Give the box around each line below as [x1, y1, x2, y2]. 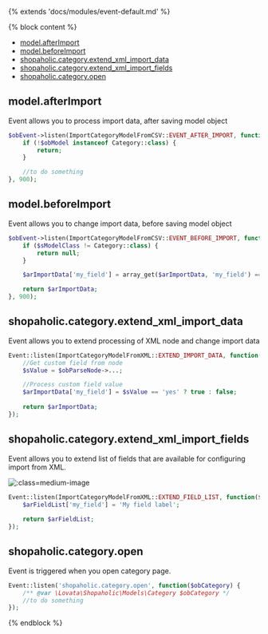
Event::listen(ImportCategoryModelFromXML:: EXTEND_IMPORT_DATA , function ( [8, 351, 262, 359]
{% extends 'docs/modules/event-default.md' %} [8, 7, 171, 16]
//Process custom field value [22, 381, 124, 389]
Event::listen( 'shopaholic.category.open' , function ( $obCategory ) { [8, 581, 241, 589]
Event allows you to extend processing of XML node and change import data [8, 335, 260, 346]
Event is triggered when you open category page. [8, 566, 171, 576]
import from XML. [8, 462, 66, 472]
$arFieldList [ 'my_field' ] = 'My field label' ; [22, 501, 180, 509]
